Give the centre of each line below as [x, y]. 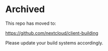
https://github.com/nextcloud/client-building [52, 33]
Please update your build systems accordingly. [54, 43]
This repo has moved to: [31, 23]
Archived [25, 9]
